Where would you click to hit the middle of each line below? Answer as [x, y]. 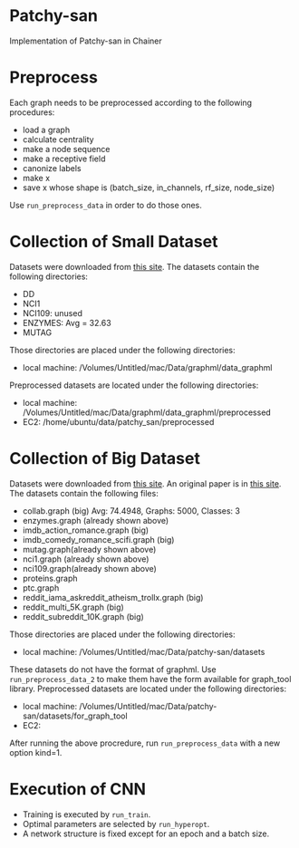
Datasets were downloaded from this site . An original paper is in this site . [145, 483]
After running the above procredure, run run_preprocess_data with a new [145, 743]
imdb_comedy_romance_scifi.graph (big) [98, 539]
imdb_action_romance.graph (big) [86, 530]
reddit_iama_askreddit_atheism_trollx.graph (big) [113, 597]
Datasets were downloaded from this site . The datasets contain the [135, 266]
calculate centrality [58, 139]
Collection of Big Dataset [105, 458]
